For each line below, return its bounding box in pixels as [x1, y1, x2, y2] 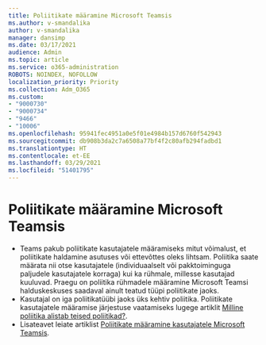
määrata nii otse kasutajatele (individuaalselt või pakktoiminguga [19, 260, 232, 270]
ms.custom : [8, 93, 44, 101]
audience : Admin [8, 48, 62, 56]
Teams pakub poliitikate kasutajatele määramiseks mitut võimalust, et [19, 243, 247, 253]
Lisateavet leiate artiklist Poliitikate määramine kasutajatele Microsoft [19, 319, 245, 329]
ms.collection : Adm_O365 [8, 85, 91, 94]
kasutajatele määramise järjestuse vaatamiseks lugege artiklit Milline [19, 302, 244, 312]
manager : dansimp [8, 33, 66, 42]
